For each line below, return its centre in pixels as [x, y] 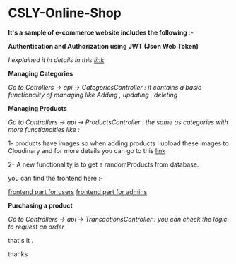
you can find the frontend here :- [56, 178]
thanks [18, 254]
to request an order [36, 227]
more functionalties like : [44, 129]
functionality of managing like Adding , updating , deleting [93, 95]
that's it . [21, 240]
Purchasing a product [40, 205]
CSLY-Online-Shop [65, 13]
